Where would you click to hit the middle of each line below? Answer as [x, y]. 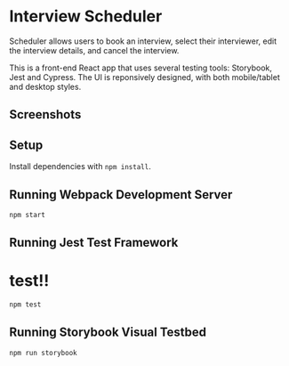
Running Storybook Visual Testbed [108, 333]
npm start [28, 215]
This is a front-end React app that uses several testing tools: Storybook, [141, 68]
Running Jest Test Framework [94, 243]
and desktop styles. [45, 86]
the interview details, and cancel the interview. [94, 50]
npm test [25, 305]
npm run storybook [43, 353]
